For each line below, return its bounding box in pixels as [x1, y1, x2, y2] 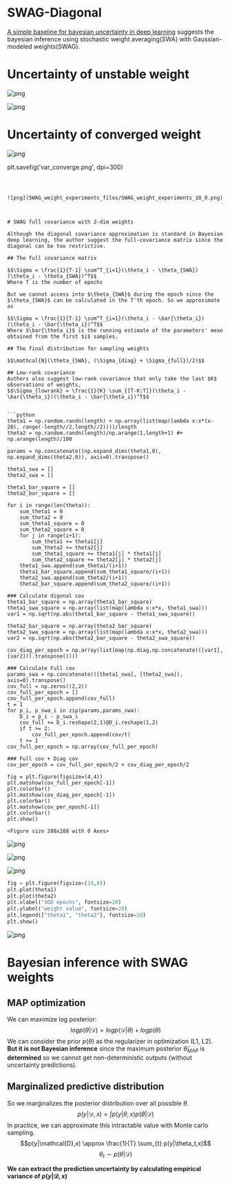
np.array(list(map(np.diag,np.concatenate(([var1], [72, 647, 224, 653]
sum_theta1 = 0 [19, 508, 63, 515]
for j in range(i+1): [19, 532, 81, 539]
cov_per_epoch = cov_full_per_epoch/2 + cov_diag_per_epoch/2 [7, 761, 189, 768]
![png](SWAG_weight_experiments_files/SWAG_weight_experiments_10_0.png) [7, 194, 224, 201]
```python [7, 412, 36, 418]
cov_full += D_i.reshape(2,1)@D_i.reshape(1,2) [19, 719, 158, 726]
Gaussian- [192, 34, 222, 43]
